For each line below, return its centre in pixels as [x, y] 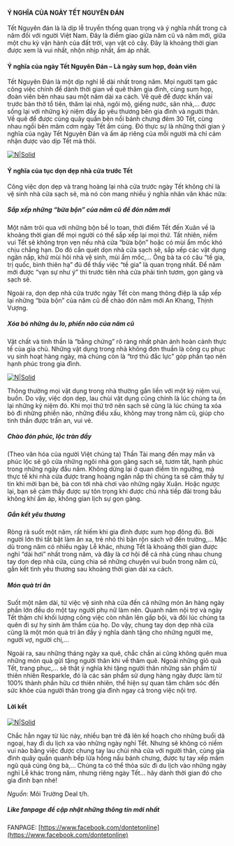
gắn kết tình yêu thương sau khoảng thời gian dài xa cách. [90, 569]
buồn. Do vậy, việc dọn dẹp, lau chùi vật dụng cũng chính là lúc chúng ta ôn [117, 398]
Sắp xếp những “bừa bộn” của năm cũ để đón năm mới [89, 210]
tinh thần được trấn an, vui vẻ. [50, 420]
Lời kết [17, 707]
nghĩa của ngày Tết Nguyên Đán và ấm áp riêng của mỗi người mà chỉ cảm [114, 134]
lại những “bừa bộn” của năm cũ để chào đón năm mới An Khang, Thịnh [110, 300]
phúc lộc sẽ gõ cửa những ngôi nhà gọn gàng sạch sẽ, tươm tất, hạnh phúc [115, 461]
